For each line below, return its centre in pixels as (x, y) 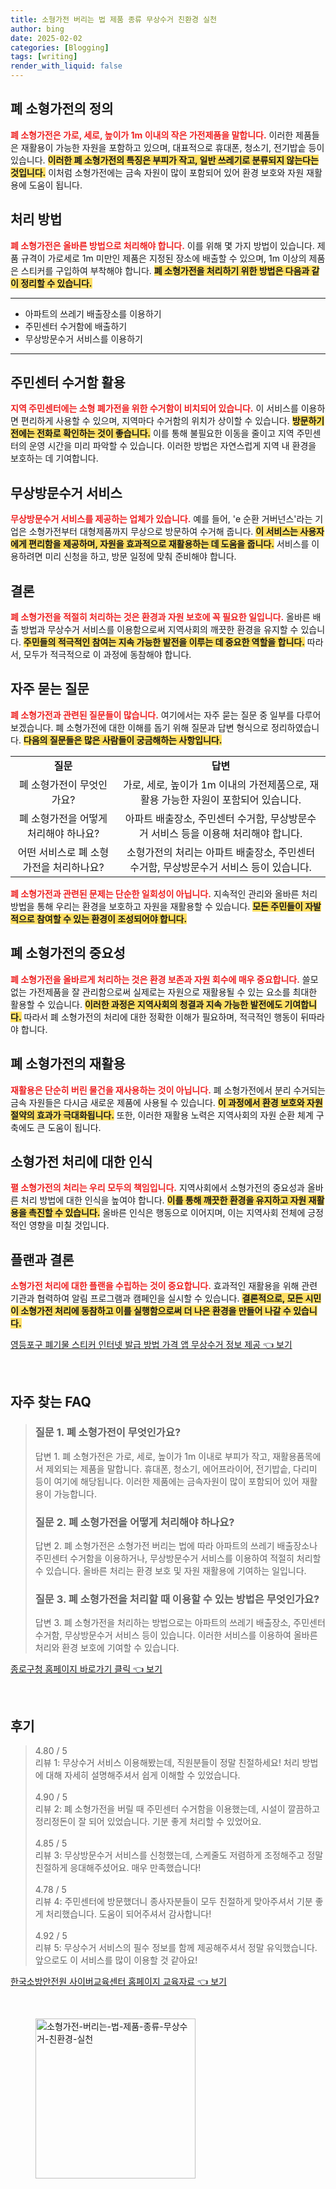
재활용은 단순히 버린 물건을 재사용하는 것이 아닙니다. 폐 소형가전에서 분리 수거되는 (168, 1090)
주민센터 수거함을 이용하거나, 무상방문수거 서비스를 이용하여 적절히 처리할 (178, 1558)
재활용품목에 (297, 1456)
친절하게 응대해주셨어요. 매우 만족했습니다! (118, 1868)
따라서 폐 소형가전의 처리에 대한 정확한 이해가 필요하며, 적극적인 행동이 (161, 1017)
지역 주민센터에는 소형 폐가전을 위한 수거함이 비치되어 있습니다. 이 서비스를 (154, 408)
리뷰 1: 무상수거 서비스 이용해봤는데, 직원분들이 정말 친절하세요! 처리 (167, 1763)
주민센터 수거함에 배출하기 (76, 326)
